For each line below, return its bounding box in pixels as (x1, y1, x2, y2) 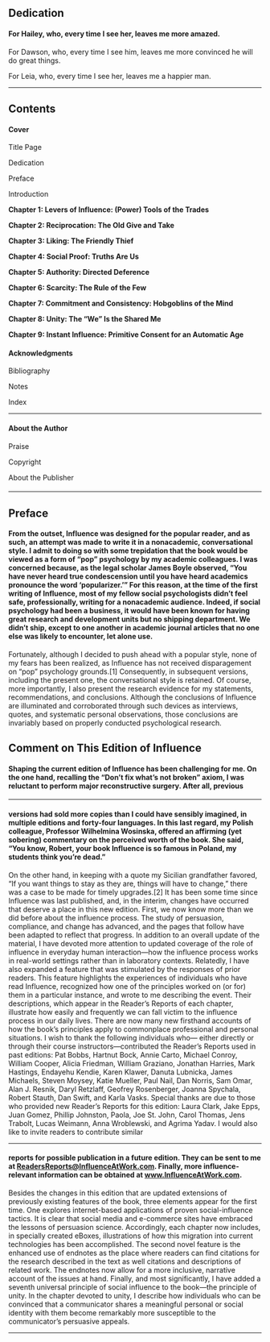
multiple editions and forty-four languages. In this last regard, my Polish (8, 817, 254, 827)
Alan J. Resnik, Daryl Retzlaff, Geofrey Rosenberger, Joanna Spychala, (8, 1084, 241, 1094)
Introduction (8, 189, 49, 199)
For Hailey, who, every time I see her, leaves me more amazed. (8, 28, 221, 39)
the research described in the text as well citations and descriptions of (8, 1257, 242, 1266)
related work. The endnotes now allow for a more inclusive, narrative (8, 1265, 235, 1274)
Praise (8, 441, 30, 451)
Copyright (8, 457, 42, 467)
